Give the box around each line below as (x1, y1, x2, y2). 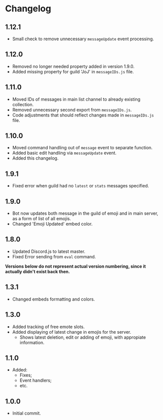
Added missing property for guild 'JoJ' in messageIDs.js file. (12, 68, 134, 74)
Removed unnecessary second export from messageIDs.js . (12, 107, 132, 113)
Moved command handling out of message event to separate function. (12, 145, 153, 151)
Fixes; (19, 372, 32, 378)
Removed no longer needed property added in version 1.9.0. (12, 63, 135, 69)
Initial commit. (12, 410, 41, 417)
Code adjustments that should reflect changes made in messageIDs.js (12, 112, 154, 118)
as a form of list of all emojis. (12, 216, 71, 222)
